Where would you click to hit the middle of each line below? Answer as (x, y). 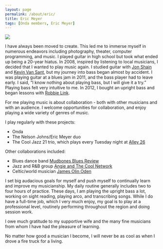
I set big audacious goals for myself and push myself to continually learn (78, 181)
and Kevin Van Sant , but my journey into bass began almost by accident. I (79, 72)
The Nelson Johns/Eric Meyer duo (46, 137)
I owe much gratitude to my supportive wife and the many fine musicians (78, 221)
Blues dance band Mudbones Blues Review (55, 161)
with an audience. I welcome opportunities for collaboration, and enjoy (76, 107)
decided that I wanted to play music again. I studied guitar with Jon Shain (78, 67)
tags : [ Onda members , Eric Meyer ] (40, 23)
